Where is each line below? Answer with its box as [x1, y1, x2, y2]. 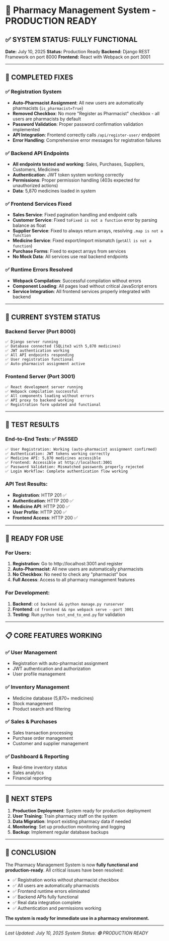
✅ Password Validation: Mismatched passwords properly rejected [5, 465, 144, 470]
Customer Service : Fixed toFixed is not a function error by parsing [12, 217, 157, 223]
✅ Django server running [5, 339, 58, 345]
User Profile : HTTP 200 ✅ [12, 509, 67, 515]
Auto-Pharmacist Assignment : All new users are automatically [12, 100, 144, 106]
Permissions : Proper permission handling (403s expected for [12, 177, 140, 183]
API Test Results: [5, 480, 48, 487]
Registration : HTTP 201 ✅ [12, 492, 67, 498]
